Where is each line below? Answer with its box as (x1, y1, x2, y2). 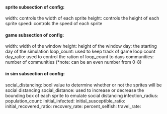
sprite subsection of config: (5, 4, 65, 10)
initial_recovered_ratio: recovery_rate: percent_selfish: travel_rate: (5, 103, 141, 109)
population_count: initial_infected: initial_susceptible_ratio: (5, 98, 126, 104)
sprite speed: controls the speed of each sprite (5, 21, 103, 27)
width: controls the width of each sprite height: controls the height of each (5, 15, 159, 21)
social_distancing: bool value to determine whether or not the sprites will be (5, 82, 162, 88)
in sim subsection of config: (5, 71, 65, 76)
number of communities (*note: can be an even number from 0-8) (5, 59, 142, 65)
